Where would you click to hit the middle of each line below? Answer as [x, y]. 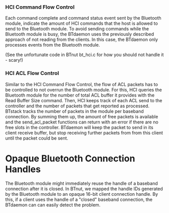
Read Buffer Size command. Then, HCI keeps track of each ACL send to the [84, 100]
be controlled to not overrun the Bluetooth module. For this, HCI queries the [84, 90]
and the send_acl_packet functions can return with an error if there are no [82, 122]
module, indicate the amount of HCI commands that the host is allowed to [81, 23]
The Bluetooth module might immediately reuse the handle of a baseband [81, 183]
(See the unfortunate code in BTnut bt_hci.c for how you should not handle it [84, 55]
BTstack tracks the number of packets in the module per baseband [74, 111]
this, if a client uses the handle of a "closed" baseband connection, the [79, 199]
